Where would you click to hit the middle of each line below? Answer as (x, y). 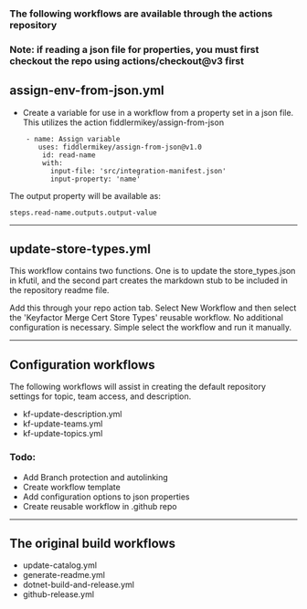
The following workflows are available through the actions (141, 14)
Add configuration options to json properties (106, 497)
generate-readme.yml (64, 575)
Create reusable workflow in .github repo (100, 506)
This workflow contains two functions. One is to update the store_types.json (153, 271)
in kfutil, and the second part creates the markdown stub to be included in (148, 280)
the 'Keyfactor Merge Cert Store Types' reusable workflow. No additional (146, 318)
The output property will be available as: (85, 195)
